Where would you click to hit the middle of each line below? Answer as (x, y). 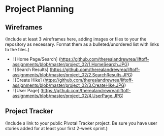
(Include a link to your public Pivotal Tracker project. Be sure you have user (81, 123)
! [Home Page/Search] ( (36, 59)
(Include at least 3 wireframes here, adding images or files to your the (76, 39)
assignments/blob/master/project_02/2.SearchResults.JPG (72, 75)
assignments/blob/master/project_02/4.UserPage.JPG (67, 96)
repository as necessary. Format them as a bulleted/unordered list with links (82, 44)
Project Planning (40, 9)
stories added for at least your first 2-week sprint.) (56, 128)
